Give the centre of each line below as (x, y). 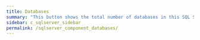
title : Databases (28, 11)
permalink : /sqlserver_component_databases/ (62, 28)
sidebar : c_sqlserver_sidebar (44, 22)
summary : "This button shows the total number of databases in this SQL (98, 17)
